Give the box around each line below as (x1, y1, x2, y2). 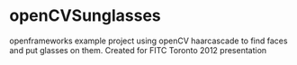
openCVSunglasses (9, 5, 162, 26)
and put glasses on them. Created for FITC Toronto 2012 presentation (9, 44, 267, 55)
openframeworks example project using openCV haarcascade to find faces (9, 35, 288, 46)
